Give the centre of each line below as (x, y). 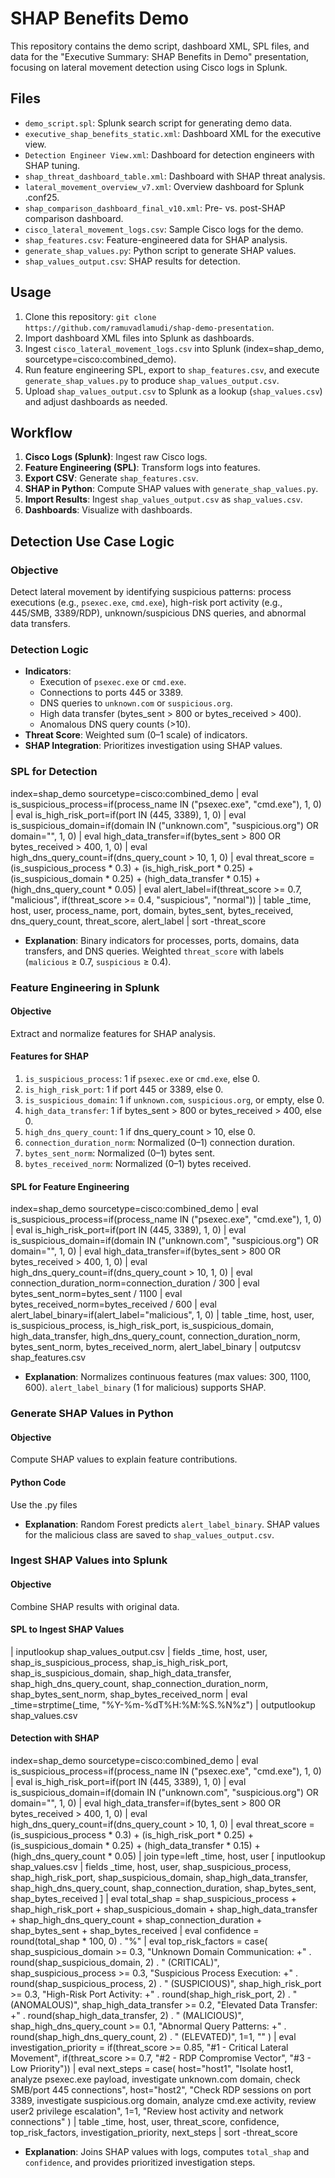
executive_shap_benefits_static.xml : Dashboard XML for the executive (173, 133)
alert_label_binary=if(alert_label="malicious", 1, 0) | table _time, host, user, (162, 1315)
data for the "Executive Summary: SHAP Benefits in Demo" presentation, (160, 56)
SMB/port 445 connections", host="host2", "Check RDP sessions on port (161, 2090)
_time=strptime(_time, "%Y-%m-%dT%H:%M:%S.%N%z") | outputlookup (163, 1704)
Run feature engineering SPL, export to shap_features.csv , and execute (172, 369)
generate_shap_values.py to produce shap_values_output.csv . (152, 380)
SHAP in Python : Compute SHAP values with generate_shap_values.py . (171, 489)
